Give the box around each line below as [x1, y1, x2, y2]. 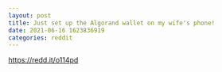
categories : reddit [8, 33, 73, 42]
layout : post [8, 11, 52, 20]
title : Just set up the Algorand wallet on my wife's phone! [8, 19, 216, 27]
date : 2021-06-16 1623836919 [8, 26, 105, 34]
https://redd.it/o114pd [8, 55, 79, 65]
